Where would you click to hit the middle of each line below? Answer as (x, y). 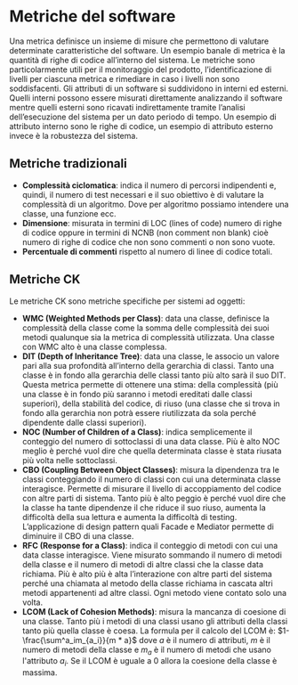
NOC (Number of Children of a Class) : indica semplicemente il (137, 432)
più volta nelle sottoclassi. (69, 460)
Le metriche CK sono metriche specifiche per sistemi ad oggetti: (127, 301)
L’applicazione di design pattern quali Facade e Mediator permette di (148, 526)
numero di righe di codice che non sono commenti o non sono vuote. (149, 241)
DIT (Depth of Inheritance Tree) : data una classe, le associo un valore (151, 356)
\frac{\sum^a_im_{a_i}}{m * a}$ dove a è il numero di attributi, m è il (146, 640)
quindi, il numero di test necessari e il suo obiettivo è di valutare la (143, 194)
